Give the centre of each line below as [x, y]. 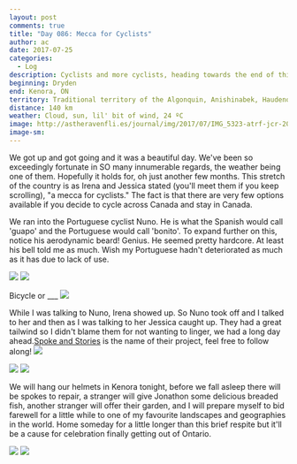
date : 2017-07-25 [41, 50]
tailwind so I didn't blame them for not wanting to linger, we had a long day [145, 331]
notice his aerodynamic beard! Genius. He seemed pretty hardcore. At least [147, 240]
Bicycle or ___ [34, 295]
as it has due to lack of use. [59, 259]
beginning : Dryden [43, 83]
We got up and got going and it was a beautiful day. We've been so [131, 157]
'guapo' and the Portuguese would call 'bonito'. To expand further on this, [143, 231]
